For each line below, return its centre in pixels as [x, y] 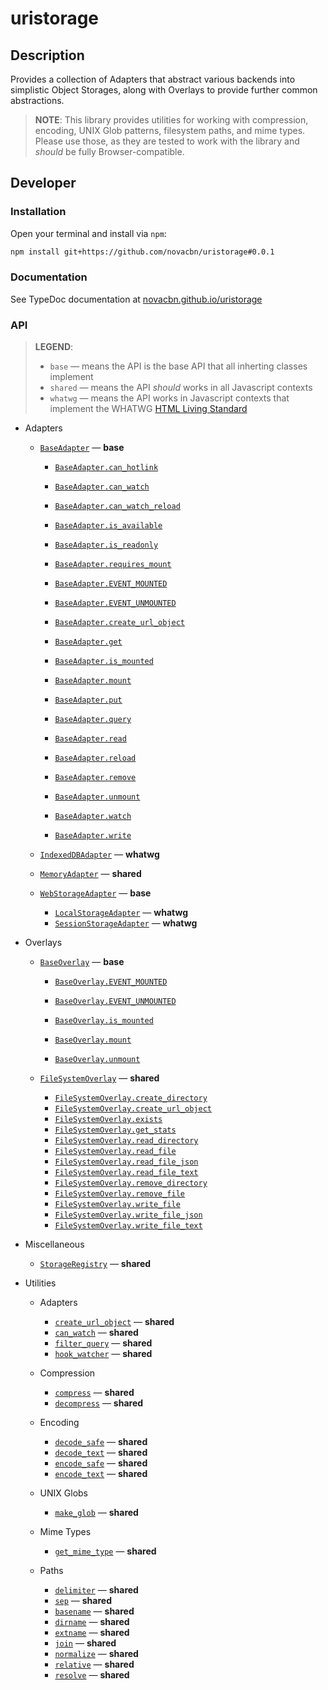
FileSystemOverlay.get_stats [115, 1130]
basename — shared [94, 1611]
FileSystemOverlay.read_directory [126, 1141]
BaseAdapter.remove [95, 778]
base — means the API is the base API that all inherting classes [178, 366]
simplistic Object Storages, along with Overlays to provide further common [164, 90]
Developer [43, 183]
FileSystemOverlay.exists [108, 1120]
